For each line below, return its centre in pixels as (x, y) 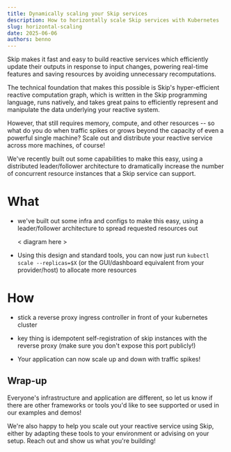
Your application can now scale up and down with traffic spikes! (109, 359)
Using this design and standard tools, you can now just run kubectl (113, 255)
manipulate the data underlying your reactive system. (83, 110)
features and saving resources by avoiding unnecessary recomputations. (112, 74)
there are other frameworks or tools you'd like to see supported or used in (113, 405)
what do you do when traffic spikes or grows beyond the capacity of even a (115, 131)
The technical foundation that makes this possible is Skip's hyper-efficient (113, 88)
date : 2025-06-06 (32, 33)
